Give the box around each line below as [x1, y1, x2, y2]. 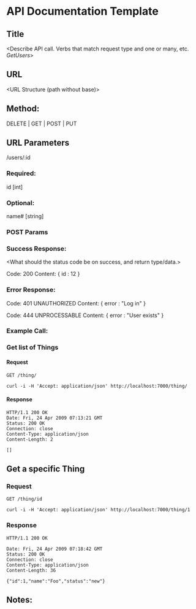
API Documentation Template [6, 4, 159, 18]
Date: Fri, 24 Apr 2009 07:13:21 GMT [6, 415, 103, 421]
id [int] [6, 183, 23, 191]
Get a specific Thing [6, 464, 85, 474]
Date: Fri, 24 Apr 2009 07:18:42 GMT [6, 546, 103, 552]
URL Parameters [6, 138, 69, 148]
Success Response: [6, 244, 67, 253]
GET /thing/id [6, 496, 43, 502]
